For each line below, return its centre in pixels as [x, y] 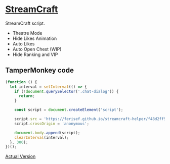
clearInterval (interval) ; [42, 137]
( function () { [21, 82]
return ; [27, 96]
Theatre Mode [27, 33]
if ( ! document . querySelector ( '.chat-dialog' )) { [67, 91]
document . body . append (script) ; [47, 133]
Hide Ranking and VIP [35, 54]
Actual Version [20, 156]
